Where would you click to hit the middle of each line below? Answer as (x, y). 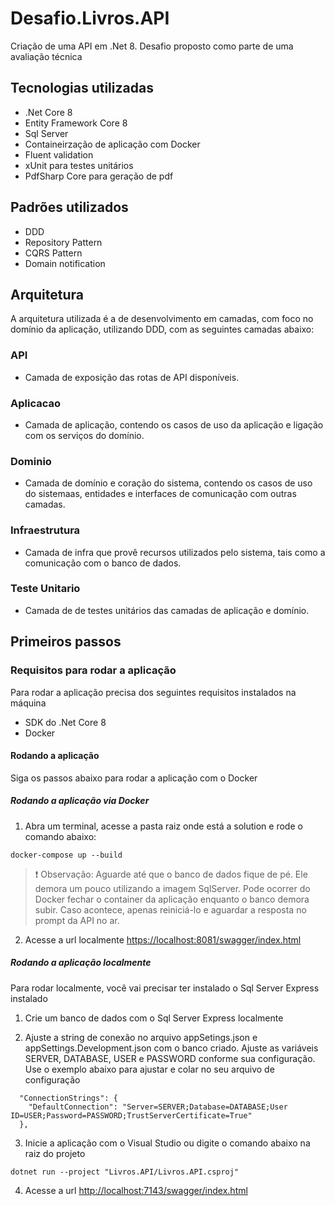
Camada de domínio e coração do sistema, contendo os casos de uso (168, 483)
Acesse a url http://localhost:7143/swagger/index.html (136, 1190)
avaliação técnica (46, 56)
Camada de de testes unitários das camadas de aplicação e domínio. (167, 610)
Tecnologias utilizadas (82, 88)
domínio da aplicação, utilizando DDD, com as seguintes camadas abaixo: (162, 329)
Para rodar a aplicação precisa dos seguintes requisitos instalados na (153, 692)
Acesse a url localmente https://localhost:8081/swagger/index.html (163, 939)
